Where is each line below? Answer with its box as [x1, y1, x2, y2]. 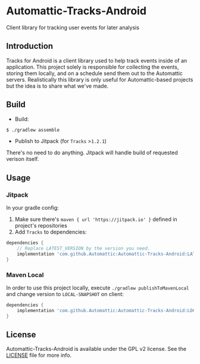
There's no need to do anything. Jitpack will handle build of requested [6, 149, 179, 156]
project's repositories [14, 222, 67, 229]
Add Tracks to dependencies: [14, 228, 87, 236]
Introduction [6, 41, 54, 51]
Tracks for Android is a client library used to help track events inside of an [6, 57, 187, 64]
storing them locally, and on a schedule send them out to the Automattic [6, 70, 183, 77]
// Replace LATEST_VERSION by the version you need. [17, 245, 151, 251]
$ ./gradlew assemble [6, 127, 60, 133]
